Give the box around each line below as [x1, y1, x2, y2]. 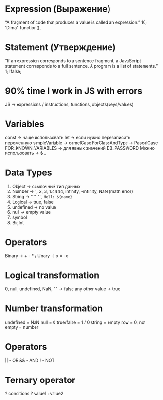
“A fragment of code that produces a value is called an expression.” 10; [5, 19, 147, 25]
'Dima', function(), [5, 24, 41, 30]
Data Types [5, 167, 52, 178]
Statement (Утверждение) [5, 42, 116, 53]
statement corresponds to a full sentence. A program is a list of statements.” [5, 63, 158, 69]
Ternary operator [5, 374, 76, 385]
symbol [12, 214, 27, 220]
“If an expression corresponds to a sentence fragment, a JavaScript [5, 57, 141, 64]
